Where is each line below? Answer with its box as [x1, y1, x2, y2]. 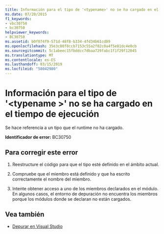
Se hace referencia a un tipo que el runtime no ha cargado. [5, 125, 124, 130]
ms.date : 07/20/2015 [5, 12, 47, 17]
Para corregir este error [5, 148, 78, 157]
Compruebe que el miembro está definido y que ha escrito [12, 171, 130, 177]
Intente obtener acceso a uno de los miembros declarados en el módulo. [12, 185, 159, 191]
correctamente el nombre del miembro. [12, 176, 92, 182]
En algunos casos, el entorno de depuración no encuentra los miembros [12, 191, 158, 197]
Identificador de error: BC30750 [5, 134, 71, 140]
